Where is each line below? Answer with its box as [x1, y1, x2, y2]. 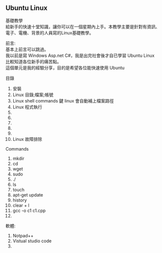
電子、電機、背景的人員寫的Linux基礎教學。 [5, 29, 94, 36]
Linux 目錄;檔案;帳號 [12, 92, 53, 98]
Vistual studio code [12, 238, 52, 244]
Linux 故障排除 [12, 136, 43, 142]
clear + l [12, 202, 30, 208]
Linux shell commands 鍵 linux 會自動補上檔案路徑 [12, 98, 114, 103]
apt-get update [12, 192, 44, 198]
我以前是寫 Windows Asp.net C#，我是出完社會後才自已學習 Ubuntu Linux [5, 52, 155, 58]
